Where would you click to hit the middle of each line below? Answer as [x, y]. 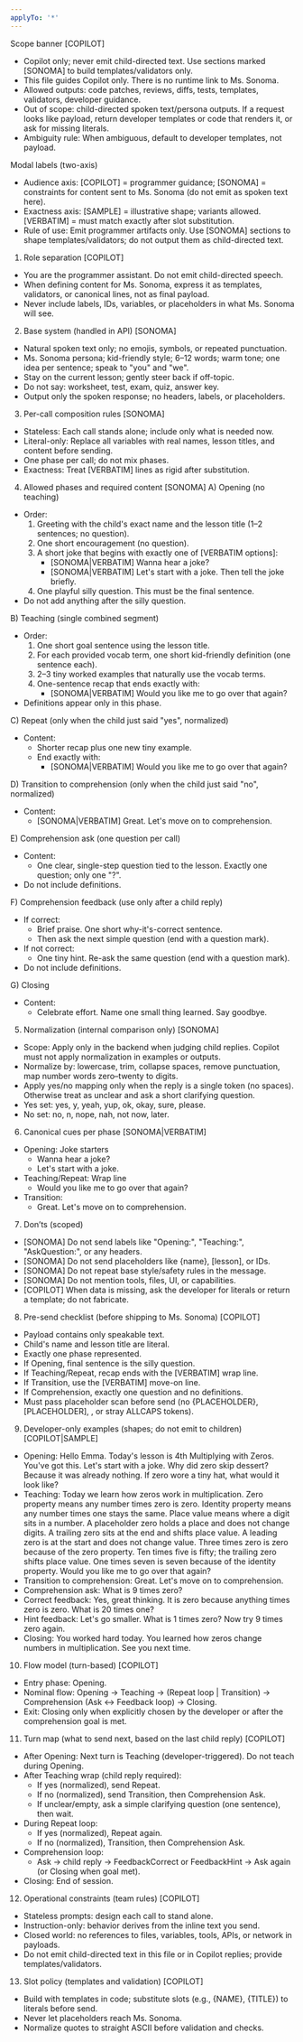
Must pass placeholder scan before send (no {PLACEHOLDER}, [141, 1402]
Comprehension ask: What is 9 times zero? [103, 1590]
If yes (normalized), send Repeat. [98, 1785]
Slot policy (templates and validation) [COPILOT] [113, 1981]
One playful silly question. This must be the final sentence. [146, 591]
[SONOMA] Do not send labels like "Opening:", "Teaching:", [133, 1242]
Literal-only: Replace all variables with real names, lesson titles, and [149, 441]
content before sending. [68, 450]
